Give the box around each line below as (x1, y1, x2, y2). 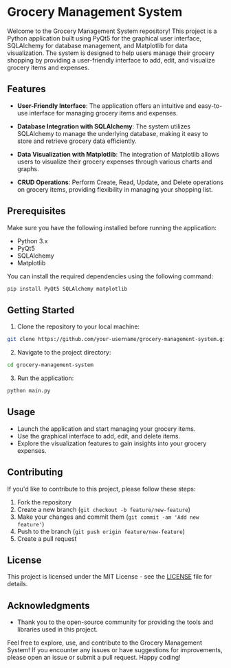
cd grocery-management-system (7, 361, 94, 368)
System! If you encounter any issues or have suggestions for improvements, (7, 646, 223, 654)
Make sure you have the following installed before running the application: (7, 223, 217, 232)
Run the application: (16, 374, 74, 382)
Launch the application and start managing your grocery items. (16, 424, 196, 433)
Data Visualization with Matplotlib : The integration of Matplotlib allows (16, 150, 220, 158)
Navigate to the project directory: (16, 348, 111, 357)
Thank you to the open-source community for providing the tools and (16, 618, 214, 626)
